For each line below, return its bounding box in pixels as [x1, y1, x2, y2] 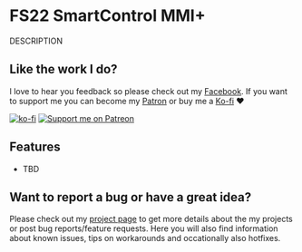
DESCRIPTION [9, 35, 63, 46]
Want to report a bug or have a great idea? [9, 189, 252, 205]
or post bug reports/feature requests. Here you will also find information [9, 223, 278, 234]
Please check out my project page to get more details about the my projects [9, 214, 293, 225]
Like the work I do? [9, 62, 118, 77]
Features [9, 140, 61, 155]
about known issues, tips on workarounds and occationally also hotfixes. [9, 233, 281, 244]
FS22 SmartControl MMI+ [9, 5, 206, 26]
